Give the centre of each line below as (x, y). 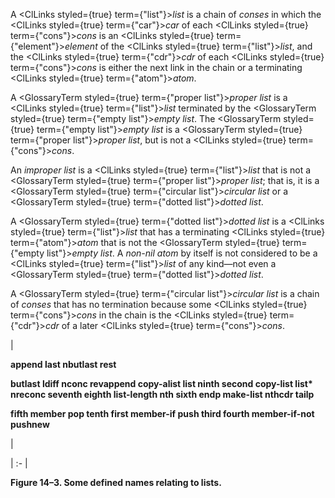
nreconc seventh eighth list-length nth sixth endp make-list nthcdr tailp (162, 394)
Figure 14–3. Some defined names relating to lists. (116, 482)
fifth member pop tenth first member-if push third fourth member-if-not (162, 413)
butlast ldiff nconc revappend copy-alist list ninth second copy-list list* (161, 383)
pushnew (30, 424)
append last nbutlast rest (63, 364)
